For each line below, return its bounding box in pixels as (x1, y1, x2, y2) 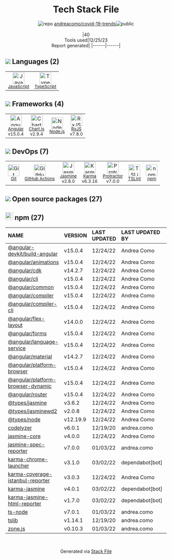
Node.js (49, 128, 65, 134)
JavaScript (8, 83, 30, 89)
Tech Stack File (53, 4, 119, 15)
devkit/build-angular (8, 250, 58, 257)
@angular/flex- (8, 315, 45, 322)
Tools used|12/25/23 (64, 37, 108, 43)
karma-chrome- (8, 456, 49, 463)
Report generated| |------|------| (51, 42, 121, 48)
